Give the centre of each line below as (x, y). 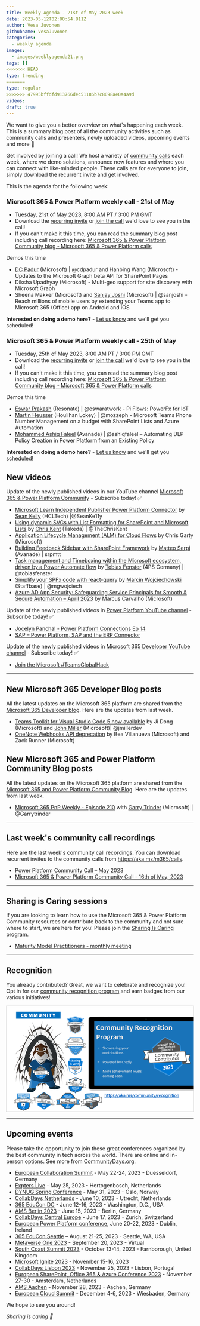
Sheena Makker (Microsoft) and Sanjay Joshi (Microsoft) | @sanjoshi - (101, 295)
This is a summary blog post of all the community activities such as (88, 131)
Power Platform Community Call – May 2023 (69, 870)
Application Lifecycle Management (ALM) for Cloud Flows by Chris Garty (104, 535)
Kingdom (26, 1255)
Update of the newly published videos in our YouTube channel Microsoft (95, 492)
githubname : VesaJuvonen (37, 32)
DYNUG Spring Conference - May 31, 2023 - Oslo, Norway (87, 1192)
